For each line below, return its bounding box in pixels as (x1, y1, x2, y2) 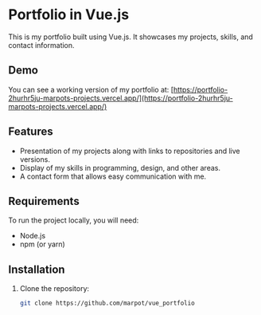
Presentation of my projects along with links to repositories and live (19, 146, 240, 156)
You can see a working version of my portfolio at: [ (8, 85, 173, 94)
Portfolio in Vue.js (8, 6, 130, 24)
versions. (19, 154, 50, 164)
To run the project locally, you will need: (8, 215, 139, 225)
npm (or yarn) (19, 239, 65, 249)
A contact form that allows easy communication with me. (19, 171, 207, 181)
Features (8, 125, 53, 139)
